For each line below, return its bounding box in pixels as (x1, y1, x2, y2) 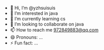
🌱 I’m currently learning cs (10, 16, 66, 21)
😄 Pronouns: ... (10, 34, 43, 40)
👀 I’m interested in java (10, 10, 58, 16)
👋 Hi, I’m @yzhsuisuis (10, 5, 56, 11)
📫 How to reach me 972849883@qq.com (10, 27, 98, 33)
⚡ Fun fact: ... (10, 40, 38, 46)
